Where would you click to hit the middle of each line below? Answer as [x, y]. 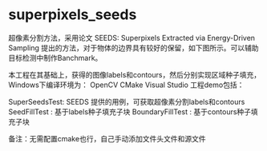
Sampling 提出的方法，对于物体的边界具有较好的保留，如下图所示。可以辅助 [133, 48]
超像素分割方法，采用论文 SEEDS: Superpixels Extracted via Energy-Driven [131, 38]
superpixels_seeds [73, 15]
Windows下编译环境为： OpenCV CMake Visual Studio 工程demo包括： [126, 85]
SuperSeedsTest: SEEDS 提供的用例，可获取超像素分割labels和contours [127, 101]
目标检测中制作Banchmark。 [55, 58]
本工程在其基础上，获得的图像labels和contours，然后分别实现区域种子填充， [135, 74]
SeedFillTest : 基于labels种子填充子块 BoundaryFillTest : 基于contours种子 [129, 111]
